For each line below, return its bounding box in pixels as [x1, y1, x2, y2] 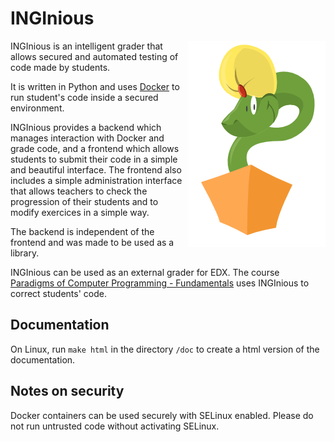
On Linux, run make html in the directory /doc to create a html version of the [10, 343, 320, 355]
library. [10, 247, 40, 259]
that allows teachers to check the [10, 185, 148, 197]
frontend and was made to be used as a [10, 236, 175, 248]
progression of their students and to [10, 195, 159, 207]
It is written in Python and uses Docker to [10, 80, 180, 92]
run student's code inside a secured [10, 91, 159, 103]
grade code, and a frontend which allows [10, 142, 180, 154]
